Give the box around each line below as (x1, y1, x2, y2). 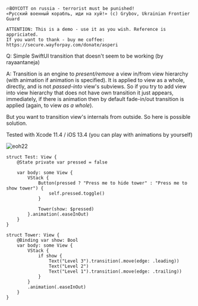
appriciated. (6, 31, 39, 37)
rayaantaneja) (6, 59, 40, 65)
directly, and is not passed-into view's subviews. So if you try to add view (6, 83, 187, 90)
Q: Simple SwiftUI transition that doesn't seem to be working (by (6, 52, 164, 59)
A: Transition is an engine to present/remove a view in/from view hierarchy (6, 70, 188, 77)
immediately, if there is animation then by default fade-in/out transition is (6, 96, 184, 102)
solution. (6, 119, 28, 127)
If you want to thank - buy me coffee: (6, 37, 105, 43)
